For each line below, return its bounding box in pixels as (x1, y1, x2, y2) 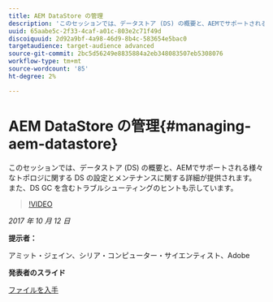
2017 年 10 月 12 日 (8, 216, 71, 226)
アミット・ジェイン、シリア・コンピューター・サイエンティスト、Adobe (8, 250, 250, 260)
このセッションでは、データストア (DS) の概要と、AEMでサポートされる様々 (8, 162, 264, 172)
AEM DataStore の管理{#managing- (8, 117, 252, 135)
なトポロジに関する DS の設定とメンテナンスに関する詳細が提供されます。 (8, 172, 257, 183)
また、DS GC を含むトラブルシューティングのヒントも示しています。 (8, 183, 238, 192)
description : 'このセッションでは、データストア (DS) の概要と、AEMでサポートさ (8, 19, 256, 28)
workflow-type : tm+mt (8, 58, 82, 66)
